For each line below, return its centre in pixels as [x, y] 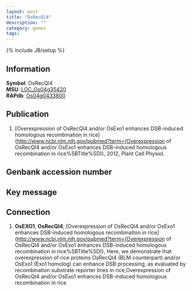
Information [28, 69]
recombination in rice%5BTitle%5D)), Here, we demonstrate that [93, 251]
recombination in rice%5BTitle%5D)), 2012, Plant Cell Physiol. [90, 153]
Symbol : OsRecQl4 [30, 83]
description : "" [26, 22]
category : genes [26, 28]
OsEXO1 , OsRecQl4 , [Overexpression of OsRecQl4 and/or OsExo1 [95, 226]
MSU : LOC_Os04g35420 [36, 89]
